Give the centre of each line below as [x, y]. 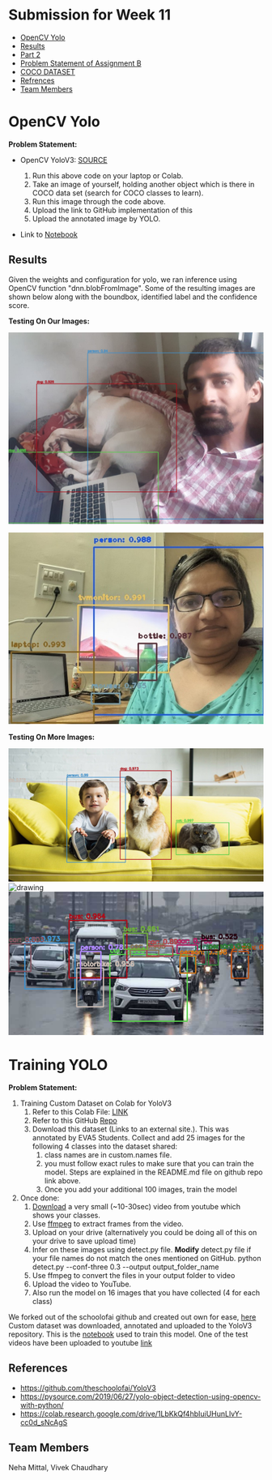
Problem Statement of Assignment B [81, 63]
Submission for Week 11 [90, 15]
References [38, 1369]
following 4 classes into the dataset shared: [105, 1146]
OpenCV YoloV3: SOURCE [64, 160]
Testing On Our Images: [49, 321]
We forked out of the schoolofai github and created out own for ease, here [132, 1317]
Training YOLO [58, 1065]
